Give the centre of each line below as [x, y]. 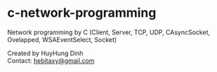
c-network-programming [82, 13]
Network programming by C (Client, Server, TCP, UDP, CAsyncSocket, [109, 32]
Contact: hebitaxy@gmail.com [51, 60]
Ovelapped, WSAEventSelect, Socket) [62, 39]
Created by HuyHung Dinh [45, 53]
